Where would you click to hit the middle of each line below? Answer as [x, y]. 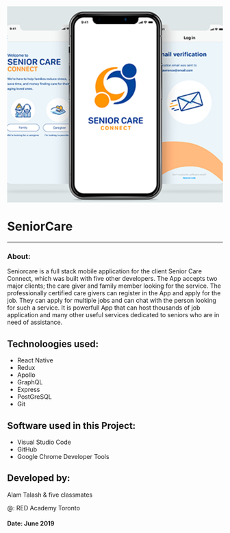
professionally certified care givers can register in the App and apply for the [114, 293]
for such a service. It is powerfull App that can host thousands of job [104, 308]
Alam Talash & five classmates [50, 495]
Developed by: [39, 478]
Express [28, 390]
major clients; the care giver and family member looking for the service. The [114, 286]
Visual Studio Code [44, 442]
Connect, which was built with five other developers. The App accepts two [112, 279]
